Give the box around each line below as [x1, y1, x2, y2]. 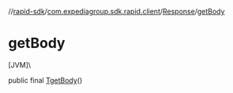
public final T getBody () [8, 75, 83, 85]
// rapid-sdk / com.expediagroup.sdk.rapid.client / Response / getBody [8, 7, 225, 16]
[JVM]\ [8, 60, 32, 69]
